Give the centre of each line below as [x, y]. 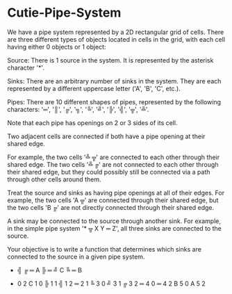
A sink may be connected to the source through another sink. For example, [114, 221]
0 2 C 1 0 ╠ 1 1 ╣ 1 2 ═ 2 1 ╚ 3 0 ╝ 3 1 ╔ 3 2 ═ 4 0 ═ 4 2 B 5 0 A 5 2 [111, 284]
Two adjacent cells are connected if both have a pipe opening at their [106, 136]
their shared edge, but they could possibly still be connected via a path [109, 172]
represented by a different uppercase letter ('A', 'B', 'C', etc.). [94, 88]
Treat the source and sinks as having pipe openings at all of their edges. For [116, 193]
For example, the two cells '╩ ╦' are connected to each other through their [114, 157]
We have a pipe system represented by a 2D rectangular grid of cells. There [116, 32]
